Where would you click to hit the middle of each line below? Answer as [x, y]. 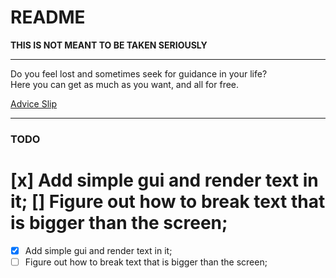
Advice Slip [33, 103]
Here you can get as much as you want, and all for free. [125, 84]
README [48, 17]
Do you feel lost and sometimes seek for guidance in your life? [139, 73]
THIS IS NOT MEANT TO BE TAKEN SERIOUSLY [109, 45]
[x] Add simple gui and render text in [164, 180]
